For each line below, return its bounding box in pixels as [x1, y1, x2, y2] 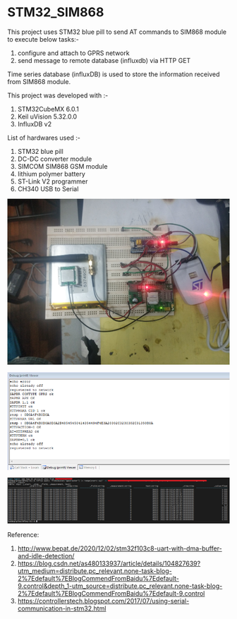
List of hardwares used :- [7, 133, 81, 142]
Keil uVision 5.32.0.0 [17, 112, 78, 121]
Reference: [7, 530, 39, 539]
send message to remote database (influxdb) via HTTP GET [17, 56, 191, 64]
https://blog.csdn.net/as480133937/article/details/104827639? [17, 559, 201, 567]
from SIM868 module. [7, 77, 71, 85]
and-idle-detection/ [17, 551, 75, 560]
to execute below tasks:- [7, 35, 80, 43]
